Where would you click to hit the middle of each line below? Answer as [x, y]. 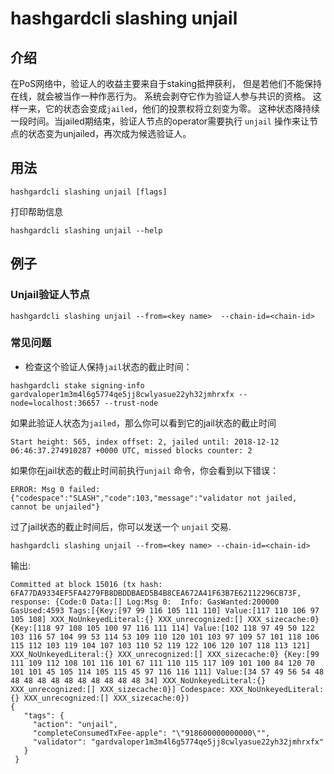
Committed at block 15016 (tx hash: [86, 584]
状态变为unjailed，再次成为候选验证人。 [109, 133]
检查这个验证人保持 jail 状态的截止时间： [108, 366]
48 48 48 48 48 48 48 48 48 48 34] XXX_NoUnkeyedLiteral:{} [138, 680]
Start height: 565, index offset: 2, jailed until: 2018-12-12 [145, 442]
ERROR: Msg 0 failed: [55, 489]
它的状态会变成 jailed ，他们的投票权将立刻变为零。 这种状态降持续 [182, 108]
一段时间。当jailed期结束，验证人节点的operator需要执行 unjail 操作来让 [160, 121]
